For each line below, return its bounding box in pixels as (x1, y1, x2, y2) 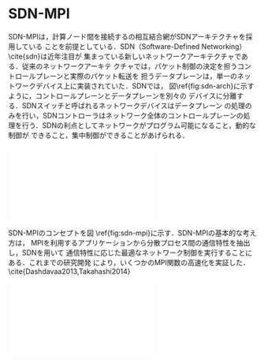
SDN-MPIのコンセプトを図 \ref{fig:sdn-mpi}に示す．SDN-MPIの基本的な (8, 228, 243, 238)
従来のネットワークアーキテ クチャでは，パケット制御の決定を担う (21, 61, 238, 71)
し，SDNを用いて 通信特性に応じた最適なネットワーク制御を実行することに (8, 248, 253, 257)
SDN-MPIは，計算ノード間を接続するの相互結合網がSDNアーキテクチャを (8, 32, 247, 41)
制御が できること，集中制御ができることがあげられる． (8, 130, 189, 140)
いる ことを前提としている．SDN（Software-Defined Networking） (28, 41, 247, 51)
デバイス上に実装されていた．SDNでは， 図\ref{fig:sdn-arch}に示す (35, 80, 255, 91)
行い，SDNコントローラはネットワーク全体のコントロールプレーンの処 (21, 110, 251, 120)
